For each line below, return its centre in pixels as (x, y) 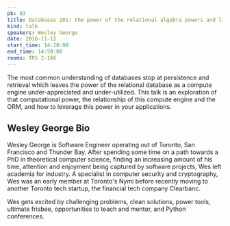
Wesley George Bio (49, 128)
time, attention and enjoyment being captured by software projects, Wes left (114, 166)
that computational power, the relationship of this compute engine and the (111, 99)
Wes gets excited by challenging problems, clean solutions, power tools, (109, 201)
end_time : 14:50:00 (35, 52)
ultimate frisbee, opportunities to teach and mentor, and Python (97, 209)
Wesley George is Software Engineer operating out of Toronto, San (101, 145)
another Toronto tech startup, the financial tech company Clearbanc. (104, 188)
